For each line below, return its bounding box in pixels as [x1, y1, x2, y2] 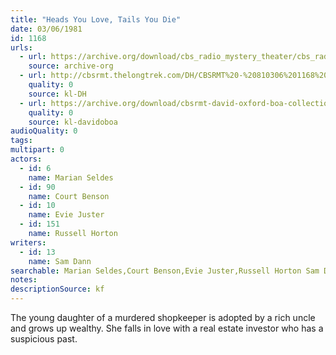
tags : [10, 136, 33, 146]
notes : [10, 275, 38, 285]
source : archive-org [28, 61, 114, 71]
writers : [10, 237, 47, 248]
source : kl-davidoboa [28, 117, 118, 127]
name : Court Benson [28, 191, 110, 201]
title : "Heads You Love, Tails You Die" [10, 14, 182, 25]
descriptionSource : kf [10, 284, 105, 295]
